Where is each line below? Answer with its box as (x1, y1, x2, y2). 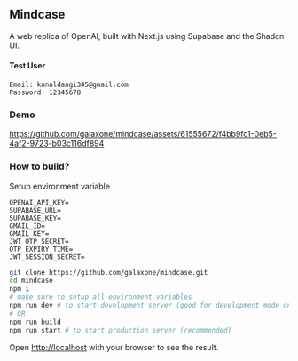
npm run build (9, 317, 62, 326)
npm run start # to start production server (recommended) (9, 325, 232, 334)
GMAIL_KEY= (9, 229, 50, 238)
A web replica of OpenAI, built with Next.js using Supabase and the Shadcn (9, 30, 285, 41)
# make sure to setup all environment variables (9, 293, 192, 301)
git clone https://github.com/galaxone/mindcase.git (9, 268, 208, 277)
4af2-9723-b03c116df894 (9, 138, 105, 149)
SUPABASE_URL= (9, 205, 62, 214)
